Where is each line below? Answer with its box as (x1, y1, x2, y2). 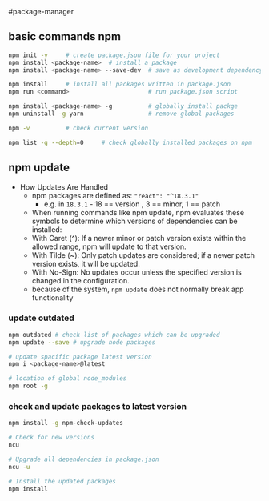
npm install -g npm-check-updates (8, 419, 124, 427)
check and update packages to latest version (8, 400, 187, 411)
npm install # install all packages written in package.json (8, 80, 231, 89)
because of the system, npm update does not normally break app (31, 284, 244, 294)
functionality (31, 292, 74, 303)
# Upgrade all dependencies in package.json (8, 455, 159, 463)
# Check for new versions (8, 434, 94, 442)
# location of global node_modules (8, 375, 127, 383)
